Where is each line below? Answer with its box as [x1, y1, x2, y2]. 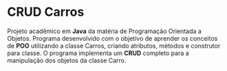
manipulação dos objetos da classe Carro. [7, 56, 127, 64]
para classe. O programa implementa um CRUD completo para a [7, 49, 189, 57]
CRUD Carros [7, 4, 85, 20]
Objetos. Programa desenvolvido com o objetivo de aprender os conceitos [7, 34, 218, 42]
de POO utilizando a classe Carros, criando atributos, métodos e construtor [7, 41, 221, 50]
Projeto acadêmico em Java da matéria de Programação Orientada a [7, 27, 202, 35]
